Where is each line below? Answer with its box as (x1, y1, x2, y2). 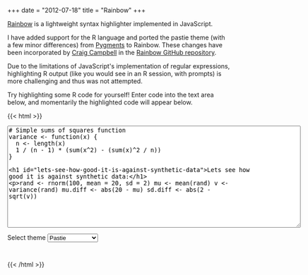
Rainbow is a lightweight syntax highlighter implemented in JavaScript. (7, 20, 213, 28)
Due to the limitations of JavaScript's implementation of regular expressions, (7, 62, 230, 70)
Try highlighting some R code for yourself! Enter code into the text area (7, 91, 214, 99)
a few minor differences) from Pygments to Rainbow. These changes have (7, 41, 223, 49)
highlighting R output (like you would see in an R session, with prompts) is (7, 70, 222, 78)
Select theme (7, 233, 46, 242)
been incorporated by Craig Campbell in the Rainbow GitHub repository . (7, 49, 217, 56)
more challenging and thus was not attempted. (7, 77, 143, 85)
